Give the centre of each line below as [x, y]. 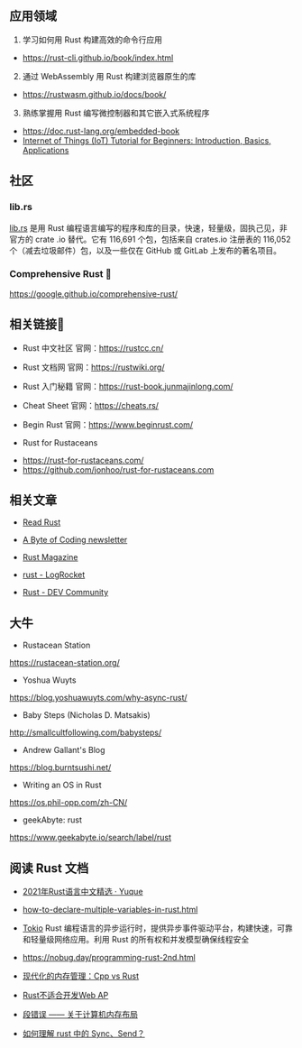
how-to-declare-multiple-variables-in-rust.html [110, 910]
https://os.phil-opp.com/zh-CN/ [69, 803]
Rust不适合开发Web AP [65, 996]
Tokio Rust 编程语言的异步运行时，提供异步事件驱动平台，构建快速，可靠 [157, 928]
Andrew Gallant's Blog [64, 750]
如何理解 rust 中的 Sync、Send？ [84, 1034]
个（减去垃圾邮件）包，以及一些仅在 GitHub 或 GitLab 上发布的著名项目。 [146, 250]
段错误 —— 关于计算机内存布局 [80, 1015]
